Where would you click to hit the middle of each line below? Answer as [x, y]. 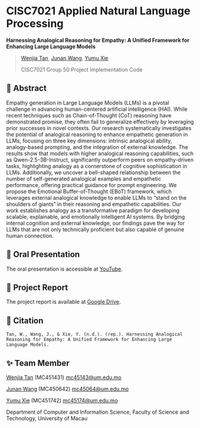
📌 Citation [25, 320]
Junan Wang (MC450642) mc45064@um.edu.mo [67, 389]
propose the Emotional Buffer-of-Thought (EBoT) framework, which [89, 191]
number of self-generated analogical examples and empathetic [84, 179]
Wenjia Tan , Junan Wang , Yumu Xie [64, 58]
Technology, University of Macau [47, 418]
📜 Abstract [26, 89]
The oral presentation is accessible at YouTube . [64, 269]
